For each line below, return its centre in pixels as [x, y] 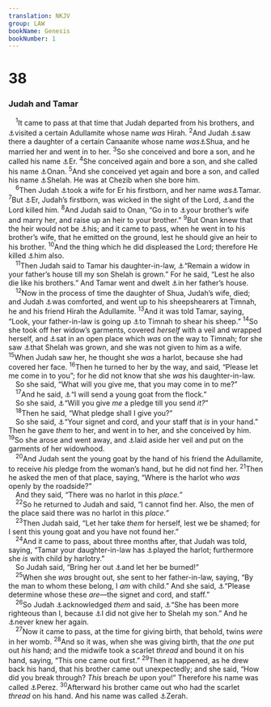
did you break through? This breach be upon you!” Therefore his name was [133, 677]
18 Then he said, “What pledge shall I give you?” [94, 412]
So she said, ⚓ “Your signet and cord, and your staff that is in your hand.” [137, 422]
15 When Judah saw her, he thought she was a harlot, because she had [126, 356]
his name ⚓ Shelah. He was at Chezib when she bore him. [104, 180]
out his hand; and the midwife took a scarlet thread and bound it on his [126, 650]
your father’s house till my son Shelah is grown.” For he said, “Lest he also [131, 274]
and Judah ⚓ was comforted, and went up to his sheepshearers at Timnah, [133, 302]
